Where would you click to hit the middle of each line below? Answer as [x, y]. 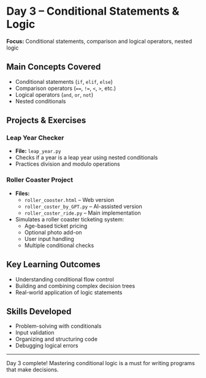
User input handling [49, 239]
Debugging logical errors [47, 346]
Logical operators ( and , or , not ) [54, 94]
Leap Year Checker [35, 138]
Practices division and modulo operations [68, 164]
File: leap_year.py [38, 151]
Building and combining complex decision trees [75, 286]
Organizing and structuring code [56, 339]
